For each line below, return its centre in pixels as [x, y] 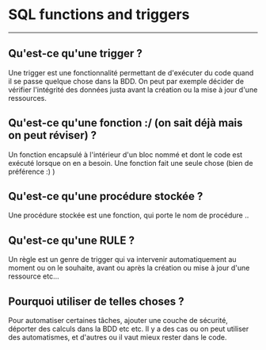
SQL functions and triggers [99, 15]
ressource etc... [34, 276]
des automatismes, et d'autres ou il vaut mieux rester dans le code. [118, 337]
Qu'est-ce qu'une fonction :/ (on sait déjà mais [125, 123]
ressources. [28, 98]
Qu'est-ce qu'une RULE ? [71, 240]
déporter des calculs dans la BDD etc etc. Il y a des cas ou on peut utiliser [129, 329]
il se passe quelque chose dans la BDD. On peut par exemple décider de [126, 81]
